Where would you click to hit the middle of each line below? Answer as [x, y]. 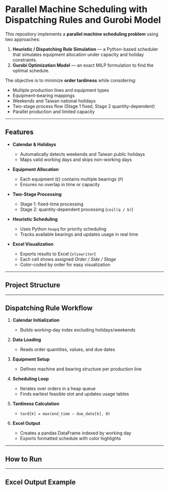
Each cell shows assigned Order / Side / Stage [68, 259]
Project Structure [33, 285]
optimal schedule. [31, 70]
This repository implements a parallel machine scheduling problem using [82, 34]
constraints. [25, 60]
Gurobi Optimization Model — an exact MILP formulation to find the [83, 65]
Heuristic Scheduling [35, 219]
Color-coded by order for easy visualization [65, 264]
